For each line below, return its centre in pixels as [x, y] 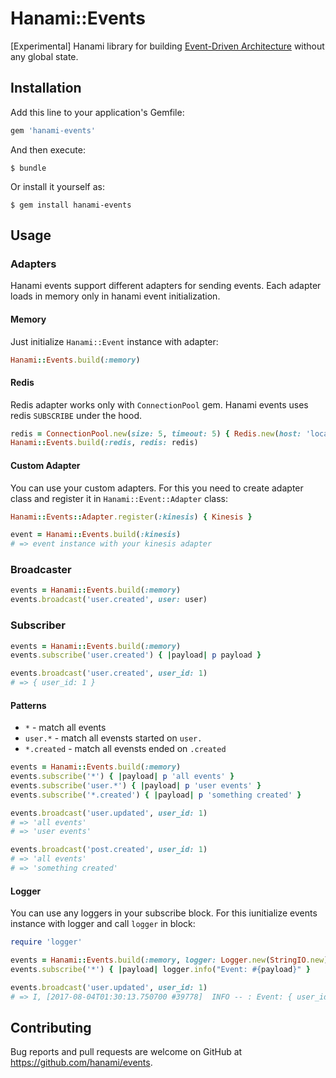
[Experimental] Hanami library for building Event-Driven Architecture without [167, 46]
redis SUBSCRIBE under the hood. [76, 415]
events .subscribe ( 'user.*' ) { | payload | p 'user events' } [136, 785]
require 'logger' [46, 942]
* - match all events [65, 728]
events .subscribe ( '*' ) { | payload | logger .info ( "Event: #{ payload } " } [160, 969]
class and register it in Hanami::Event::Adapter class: [119, 498]
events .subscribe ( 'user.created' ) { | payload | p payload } [136, 655]
